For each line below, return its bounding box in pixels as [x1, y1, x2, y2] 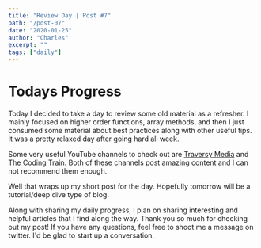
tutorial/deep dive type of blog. [8, 189, 109, 199]
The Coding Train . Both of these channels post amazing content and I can [8, 158, 249, 167]
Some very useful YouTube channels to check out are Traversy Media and [8, 149, 249, 158]
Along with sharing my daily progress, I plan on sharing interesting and [8, 205, 239, 215]
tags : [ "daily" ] [8, 48, 62, 56]
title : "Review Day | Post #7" [8, 11, 112, 20]
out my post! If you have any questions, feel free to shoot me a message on [8, 222, 255, 231]
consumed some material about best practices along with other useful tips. [8, 125, 252, 135]
